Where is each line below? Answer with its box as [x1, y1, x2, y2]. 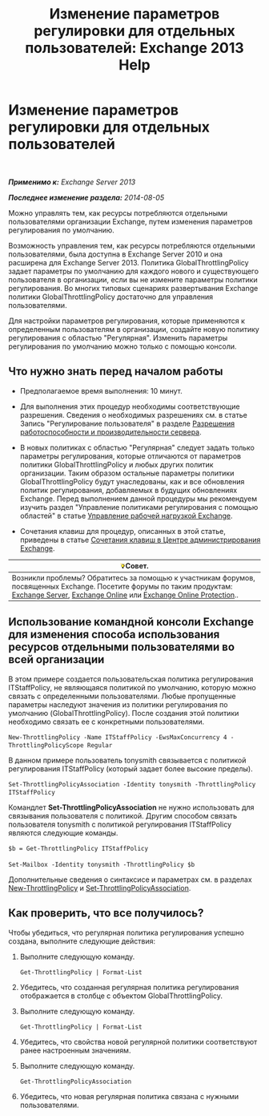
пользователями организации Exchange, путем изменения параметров [8, 216, 254, 226]
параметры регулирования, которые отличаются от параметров [19, 451, 242, 461]
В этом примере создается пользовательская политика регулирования [8, 674, 254, 684]
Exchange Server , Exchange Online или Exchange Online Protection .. [11, 590, 239, 600]
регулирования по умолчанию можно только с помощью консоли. [8, 342, 238, 351]
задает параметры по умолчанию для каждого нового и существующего [8, 266, 259, 276]
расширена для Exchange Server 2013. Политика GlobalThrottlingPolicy [8, 257, 250, 267]
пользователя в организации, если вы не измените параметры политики [8, 274, 258, 285]
